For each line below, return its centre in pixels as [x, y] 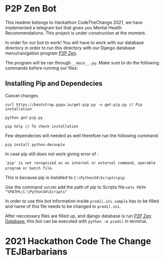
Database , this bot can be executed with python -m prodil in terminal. [76, 221]
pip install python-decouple [35, 144]
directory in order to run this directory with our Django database [70, 48]
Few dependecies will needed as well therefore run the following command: [82, 135]
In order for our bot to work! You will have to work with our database [75, 42]
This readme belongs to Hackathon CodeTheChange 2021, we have [74, 22]
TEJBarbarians [36, 252]
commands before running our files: [41, 68]
